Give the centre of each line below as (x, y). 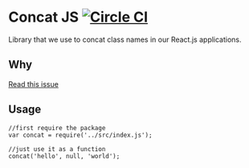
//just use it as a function (57, 149)
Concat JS (43, 17)
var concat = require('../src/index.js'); (80, 135)
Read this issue (33, 84)
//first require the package (57, 128)
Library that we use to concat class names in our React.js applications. (125, 39)
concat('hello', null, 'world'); (64, 156)
